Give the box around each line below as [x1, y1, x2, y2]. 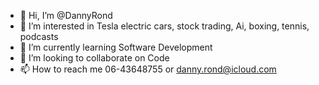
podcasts [19, 31, 59, 42]
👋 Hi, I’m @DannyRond [19, 10, 113, 21]
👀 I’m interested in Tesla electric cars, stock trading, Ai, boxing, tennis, [19, 20, 310, 32]
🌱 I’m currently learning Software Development [19, 41, 213, 53]
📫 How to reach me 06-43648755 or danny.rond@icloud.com [19, 63, 277, 75]
